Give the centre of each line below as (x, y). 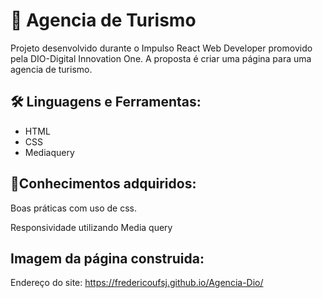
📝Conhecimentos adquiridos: (103, 184)
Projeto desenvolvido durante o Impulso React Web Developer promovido (161, 48)
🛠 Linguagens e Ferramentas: (106, 102)
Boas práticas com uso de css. (73, 208)
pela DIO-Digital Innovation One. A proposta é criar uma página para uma (161, 58)
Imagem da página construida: (107, 258)
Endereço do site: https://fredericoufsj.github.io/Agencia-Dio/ (137, 283)
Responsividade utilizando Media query (91, 227)
